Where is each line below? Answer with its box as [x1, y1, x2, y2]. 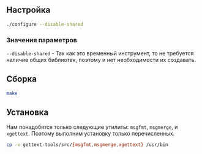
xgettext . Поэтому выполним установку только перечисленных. [6, 130, 175, 137]
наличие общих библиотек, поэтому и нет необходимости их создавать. [6, 56, 196, 63]
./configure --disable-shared [6, 21, 84, 27]
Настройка [6, 5, 51, 15]
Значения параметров [6, 36, 78, 44]
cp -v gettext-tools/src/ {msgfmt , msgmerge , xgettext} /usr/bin [6, 142, 168, 148]
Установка [6, 107, 49, 118]
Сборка [6, 74, 37, 85]
